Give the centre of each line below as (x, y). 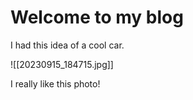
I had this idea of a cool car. (67, 45)
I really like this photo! (55, 83)
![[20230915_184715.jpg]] (62, 64)
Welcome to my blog (97, 17)
